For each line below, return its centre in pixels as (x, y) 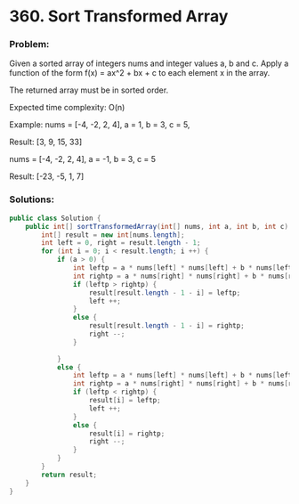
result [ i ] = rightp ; (127, 434)
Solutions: (32, 199)
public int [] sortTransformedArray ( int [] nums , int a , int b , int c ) (157, 226)
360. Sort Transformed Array (119, 16)
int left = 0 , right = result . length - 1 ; (121, 243)
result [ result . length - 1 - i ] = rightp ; (166, 326)
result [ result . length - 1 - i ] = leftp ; (165, 293)
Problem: (29, 45)
